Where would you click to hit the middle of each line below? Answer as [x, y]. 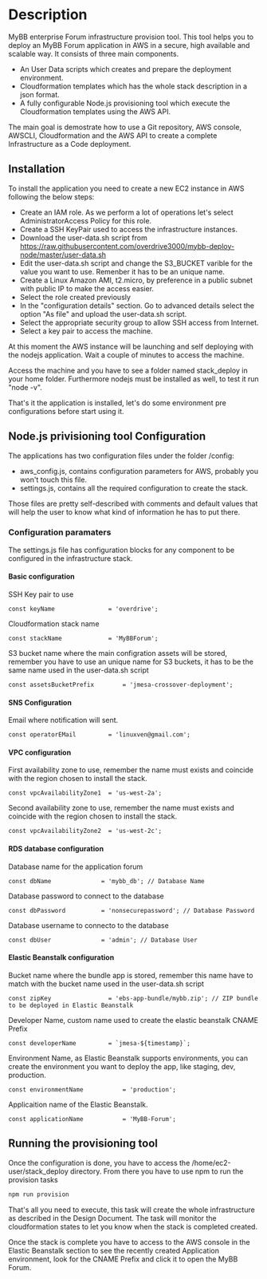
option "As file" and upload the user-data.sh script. [103, 314]
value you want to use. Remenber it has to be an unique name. [122, 271]
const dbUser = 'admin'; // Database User [103, 940]
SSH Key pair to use [41, 594]
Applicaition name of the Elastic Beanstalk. [79, 1104]
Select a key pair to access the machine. [86, 331]
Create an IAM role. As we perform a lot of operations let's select [126, 212]
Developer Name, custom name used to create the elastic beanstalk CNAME [133, 1020]
